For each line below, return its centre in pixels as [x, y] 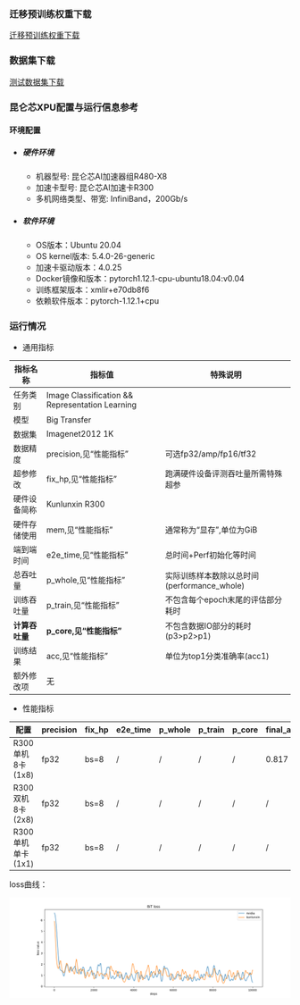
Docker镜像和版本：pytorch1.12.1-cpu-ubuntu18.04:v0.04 [140, 279]
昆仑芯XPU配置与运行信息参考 [74, 107]
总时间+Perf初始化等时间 [210, 555]
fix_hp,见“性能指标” [82, 479]
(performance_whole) [205, 585]
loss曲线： [29, 884]
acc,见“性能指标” [77, 656]
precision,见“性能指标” [87, 454]
